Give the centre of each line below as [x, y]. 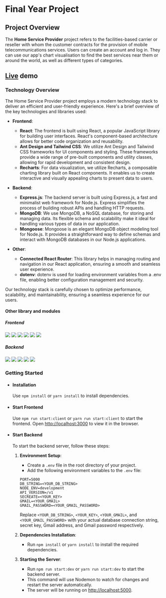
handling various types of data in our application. [70, 224]
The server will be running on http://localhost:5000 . [80, 590]
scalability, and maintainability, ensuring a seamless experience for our [78, 295]
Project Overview [32, 28]
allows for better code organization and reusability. [72, 141]
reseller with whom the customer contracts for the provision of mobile [76, 45]
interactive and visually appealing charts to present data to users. [86, 178]
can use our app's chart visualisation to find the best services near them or [82, 55]
